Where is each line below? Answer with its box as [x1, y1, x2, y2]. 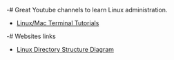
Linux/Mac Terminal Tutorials [16, 19, 99, 27]
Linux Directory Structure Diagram [16, 46, 115, 53]
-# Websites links [6, 32, 56, 40]
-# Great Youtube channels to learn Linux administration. [6, 6, 168, 14]
